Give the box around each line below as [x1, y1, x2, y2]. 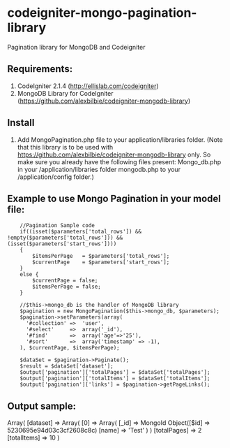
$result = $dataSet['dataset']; [20, 363, 114, 370]
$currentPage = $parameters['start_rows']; [32, 259, 170, 266]
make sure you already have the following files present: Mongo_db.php [17, 157, 222, 166]
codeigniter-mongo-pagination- [7, 5, 197, 21]
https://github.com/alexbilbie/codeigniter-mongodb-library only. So [17, 150, 211, 159]
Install [7, 117, 35, 129]
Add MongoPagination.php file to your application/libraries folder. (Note [17, 135, 223, 144]
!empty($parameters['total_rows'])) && [7, 234, 123, 242]
